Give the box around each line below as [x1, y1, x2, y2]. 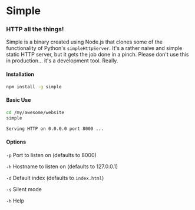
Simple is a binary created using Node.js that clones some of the [6, 38, 163, 45]
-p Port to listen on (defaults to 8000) [6, 151, 97, 158]
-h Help [6, 197, 25, 204]
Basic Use [6, 96, 31, 104]
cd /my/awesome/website [6, 109, 65, 115]
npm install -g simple [6, 84, 62, 89]
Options [6, 138, 27, 145]
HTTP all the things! [6, 25, 64, 34]
